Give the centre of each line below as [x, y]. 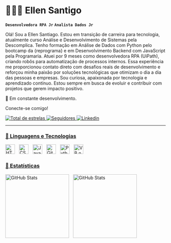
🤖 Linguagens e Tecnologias [41, 136]
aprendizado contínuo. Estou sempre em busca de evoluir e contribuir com [83, 83]
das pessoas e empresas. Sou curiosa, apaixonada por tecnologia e [76, 77]
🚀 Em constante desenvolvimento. [41, 98]
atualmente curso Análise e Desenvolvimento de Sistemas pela [71, 40]
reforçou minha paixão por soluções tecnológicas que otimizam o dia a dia [83, 72]
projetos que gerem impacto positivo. [45, 88]
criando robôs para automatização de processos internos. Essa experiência [84, 61]
